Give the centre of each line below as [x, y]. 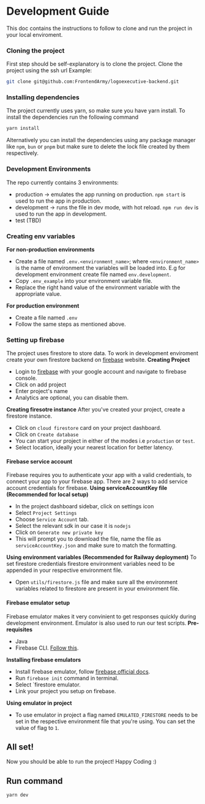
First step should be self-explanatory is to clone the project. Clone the [95, 64]
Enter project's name [42, 391]
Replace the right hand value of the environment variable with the [98, 287]
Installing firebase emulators [44, 659]
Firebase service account [39, 461]
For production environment [43, 306]
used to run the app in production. [58, 201]
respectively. [22, 153]
